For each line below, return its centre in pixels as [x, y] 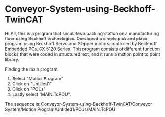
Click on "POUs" [29, 89]
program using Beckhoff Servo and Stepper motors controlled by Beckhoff [81, 43]
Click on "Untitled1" [32, 84]
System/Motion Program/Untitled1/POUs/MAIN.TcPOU [60, 109]
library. [12, 59]
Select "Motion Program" [38, 78]
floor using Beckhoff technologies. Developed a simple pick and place [76, 39]
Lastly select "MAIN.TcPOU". [41, 94]
